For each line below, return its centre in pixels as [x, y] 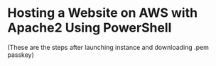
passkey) [21, 55]
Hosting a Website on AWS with [102, 13]
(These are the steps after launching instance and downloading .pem [108, 47]
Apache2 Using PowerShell [90, 28]
